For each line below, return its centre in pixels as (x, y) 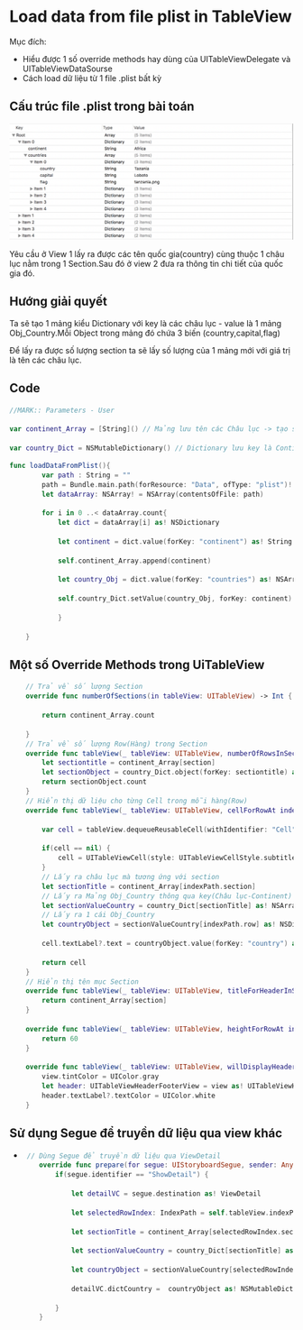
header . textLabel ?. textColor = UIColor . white (129, 1096)
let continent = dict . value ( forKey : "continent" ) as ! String (175, 541)
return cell (64, 962)
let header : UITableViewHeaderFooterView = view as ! (143, 1087)
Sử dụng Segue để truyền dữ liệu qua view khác (146, 1133)
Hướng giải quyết (59, 302)
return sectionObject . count (94, 782)
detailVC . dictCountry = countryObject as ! (154, 1289)
